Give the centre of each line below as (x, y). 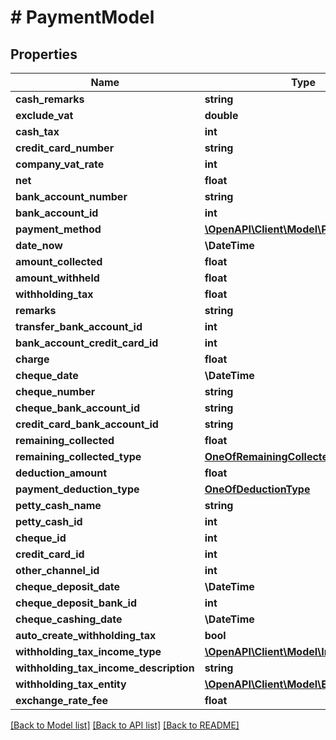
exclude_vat (44, 115)
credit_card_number (65, 148)
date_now (39, 245)
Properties (44, 54)
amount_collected (59, 261)
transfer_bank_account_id (79, 326)
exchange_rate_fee (62, 700)
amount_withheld (57, 278)
